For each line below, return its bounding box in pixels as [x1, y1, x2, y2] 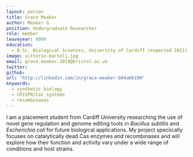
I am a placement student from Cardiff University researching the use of [6, 114, 183, 121]
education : [6, 42, 33, 48]
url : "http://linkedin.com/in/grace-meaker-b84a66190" [6, 75, 145, 81]
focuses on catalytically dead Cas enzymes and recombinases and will [6, 132, 180, 140]
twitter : [6, 64, 28, 70]
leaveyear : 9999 [6, 36, 46, 42]
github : [6, 70, 26, 76]
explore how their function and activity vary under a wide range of [6, 139, 169, 146]
